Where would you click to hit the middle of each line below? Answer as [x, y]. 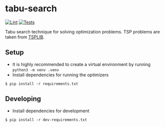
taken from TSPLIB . [25, 37]
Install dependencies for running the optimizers [60, 75]
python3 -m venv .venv [36, 70]
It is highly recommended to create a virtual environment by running [81, 64]
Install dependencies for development [51, 111]
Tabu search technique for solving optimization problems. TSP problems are [82, 32]
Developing [23, 99]
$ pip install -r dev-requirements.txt [46, 120]
